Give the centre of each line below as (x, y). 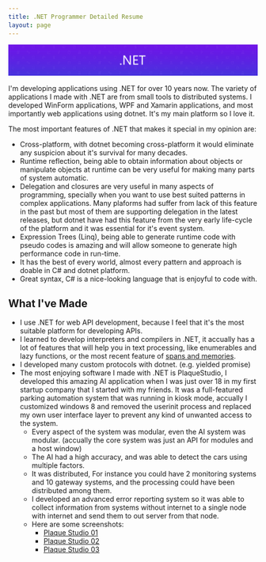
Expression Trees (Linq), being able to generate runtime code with (127, 237)
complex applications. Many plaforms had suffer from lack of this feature (138, 203)
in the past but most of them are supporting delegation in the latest (129, 211)
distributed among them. (72, 491)
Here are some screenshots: (78, 524)
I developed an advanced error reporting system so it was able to (138, 499)
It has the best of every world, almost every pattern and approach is (131, 262)
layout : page (30, 25)
